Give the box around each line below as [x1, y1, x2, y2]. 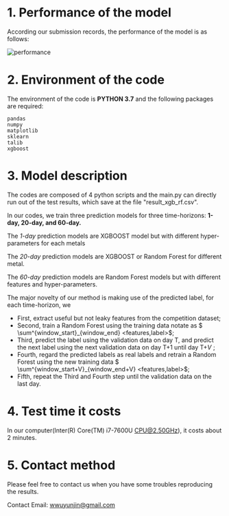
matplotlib [7, 127, 38, 134]
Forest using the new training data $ [16, 358, 119, 366]
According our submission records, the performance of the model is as [7, 27, 208, 36]
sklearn [7, 133, 29, 140]
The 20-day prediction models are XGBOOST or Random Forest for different [7, 252, 222, 260]
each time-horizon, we [7, 300, 71, 309]
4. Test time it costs [7, 404, 121, 419]
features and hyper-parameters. [7, 280, 98, 288]
